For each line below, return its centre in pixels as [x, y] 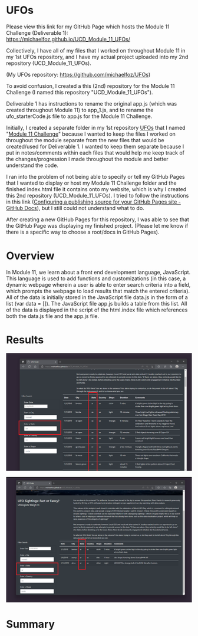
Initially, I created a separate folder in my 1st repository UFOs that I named [96, 127]
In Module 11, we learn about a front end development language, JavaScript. [98, 272]
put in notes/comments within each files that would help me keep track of [95, 153]
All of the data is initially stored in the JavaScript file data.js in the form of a [97, 297]
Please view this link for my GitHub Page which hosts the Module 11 [88, 27]
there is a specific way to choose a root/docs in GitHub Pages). [83, 232]
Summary [30, 624]
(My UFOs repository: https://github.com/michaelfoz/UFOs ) [78, 74]
